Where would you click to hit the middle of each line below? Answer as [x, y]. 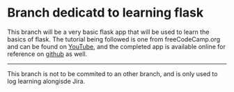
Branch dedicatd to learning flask [106, 13]
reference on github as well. [47, 54]
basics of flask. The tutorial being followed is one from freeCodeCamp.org [114, 39]
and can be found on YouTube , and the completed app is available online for [117, 46]
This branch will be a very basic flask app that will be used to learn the [108, 32]
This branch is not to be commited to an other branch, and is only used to [112, 73]
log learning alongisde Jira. [46, 81]
